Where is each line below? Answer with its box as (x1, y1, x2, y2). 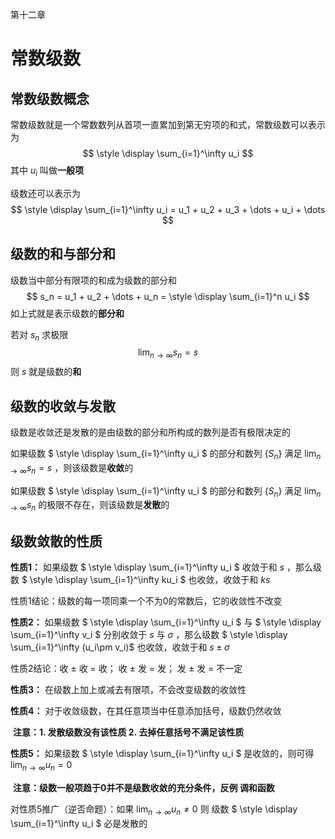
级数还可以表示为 (10, 187, 81, 199)
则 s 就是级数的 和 (10, 366, 82, 378)
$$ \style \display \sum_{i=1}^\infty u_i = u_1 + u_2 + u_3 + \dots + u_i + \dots (10, 203, 326, 215)
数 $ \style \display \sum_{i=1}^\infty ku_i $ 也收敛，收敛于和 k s (10, 574, 271, 586)
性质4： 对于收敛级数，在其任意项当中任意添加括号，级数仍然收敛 (10, 705, 282, 717)
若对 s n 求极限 (10, 328, 69, 343)
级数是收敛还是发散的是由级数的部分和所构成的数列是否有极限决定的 (10, 426, 291, 438)
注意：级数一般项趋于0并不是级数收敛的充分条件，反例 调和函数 (12, 781, 275, 793)
